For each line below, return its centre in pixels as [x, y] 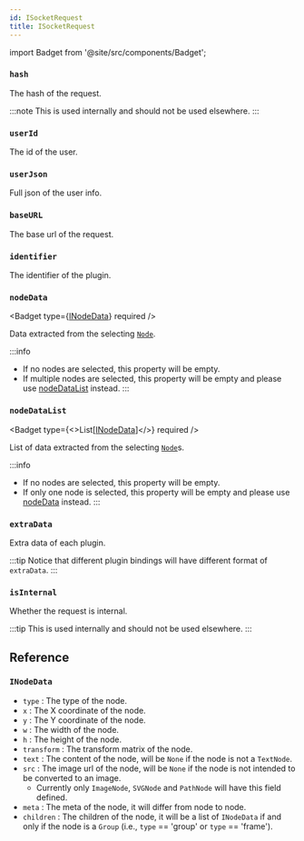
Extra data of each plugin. [58, 543]
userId [24, 133]
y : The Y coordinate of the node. [84, 720]
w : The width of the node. [71, 729]
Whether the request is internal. [69, 611]
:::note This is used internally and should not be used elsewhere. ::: [135, 111]
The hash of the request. [55, 93]
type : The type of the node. [75, 700]
